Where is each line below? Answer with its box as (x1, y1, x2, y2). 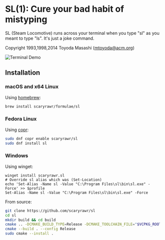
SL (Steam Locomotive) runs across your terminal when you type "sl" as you (5, 30, 160, 36)
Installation (5, 69, 40, 77)
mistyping (5, 14, 48, 25)
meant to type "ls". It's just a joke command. (5, 35, 95, 41)
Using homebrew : (5, 94, 41, 100)
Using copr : (5, 127, 29, 133)
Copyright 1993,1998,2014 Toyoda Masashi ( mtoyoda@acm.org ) (5, 45, 135, 51)
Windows (5, 152, 28, 159)
